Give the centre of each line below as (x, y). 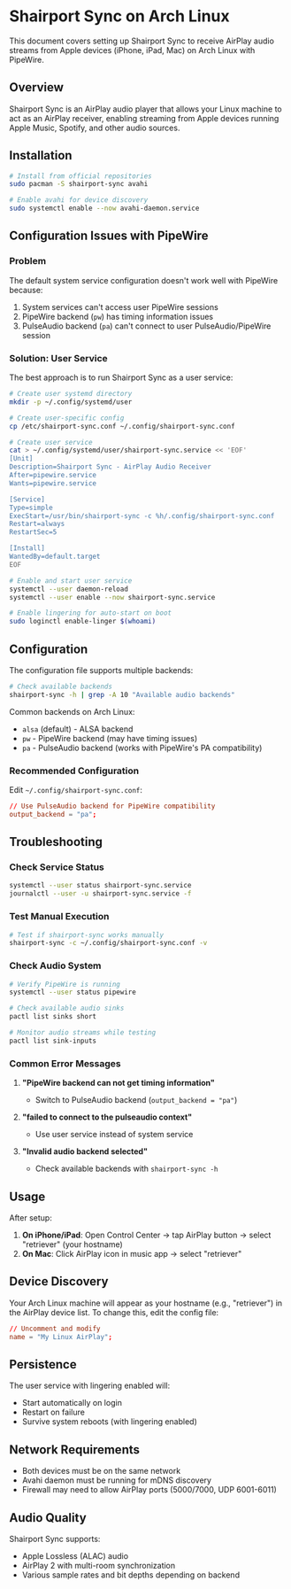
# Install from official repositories (80, 176)
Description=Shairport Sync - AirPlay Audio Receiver (111, 467)
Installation (41, 155)
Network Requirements (74, 1449)
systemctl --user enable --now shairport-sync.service (112, 597)
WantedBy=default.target (55, 557)
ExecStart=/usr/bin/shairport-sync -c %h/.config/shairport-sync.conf (142, 515)
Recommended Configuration (74, 771)
